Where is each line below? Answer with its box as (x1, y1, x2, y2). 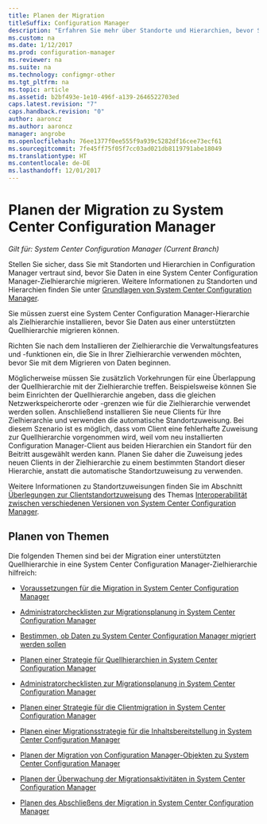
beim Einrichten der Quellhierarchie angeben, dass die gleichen (8, 390, 216, 400)
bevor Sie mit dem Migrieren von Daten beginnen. (8, 358, 171, 367)
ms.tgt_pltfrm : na (8, 78, 69, 86)
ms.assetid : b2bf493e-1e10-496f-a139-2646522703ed (8, 93, 180, 101)
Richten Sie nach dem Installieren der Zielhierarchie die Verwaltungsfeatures (8, 341, 259, 350)
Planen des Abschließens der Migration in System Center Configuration (19, 798, 254, 807)
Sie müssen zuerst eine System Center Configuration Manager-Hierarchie (8, 308, 250, 318)
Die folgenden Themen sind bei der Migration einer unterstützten (8, 551, 221, 560)
